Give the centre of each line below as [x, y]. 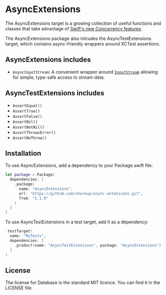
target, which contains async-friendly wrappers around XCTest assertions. [83, 43]
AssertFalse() [27, 116]
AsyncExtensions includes [48, 60]
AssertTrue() [26, 111]
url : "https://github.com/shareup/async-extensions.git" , [81, 193]
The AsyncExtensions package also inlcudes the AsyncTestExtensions [78, 38]
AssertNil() [25, 122]
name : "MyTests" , [28, 236]
